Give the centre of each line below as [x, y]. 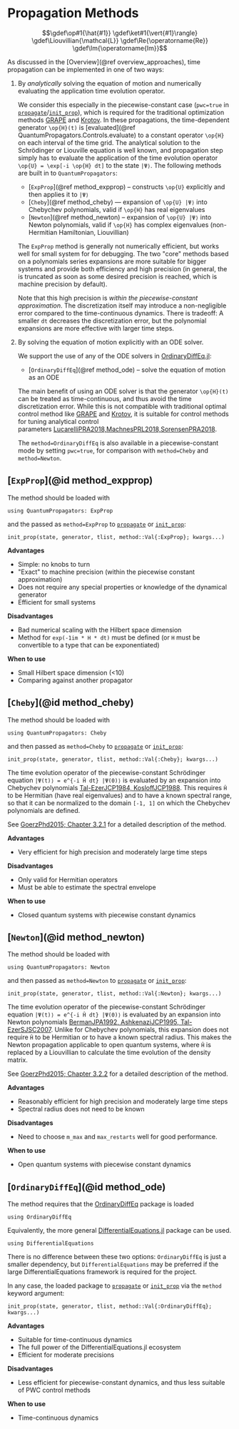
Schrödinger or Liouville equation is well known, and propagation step [120, 150]
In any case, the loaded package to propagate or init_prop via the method [115, 1286]
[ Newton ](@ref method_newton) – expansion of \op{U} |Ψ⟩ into [120, 217]
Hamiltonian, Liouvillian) [94, 232]
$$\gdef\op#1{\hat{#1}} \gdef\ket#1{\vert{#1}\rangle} [120, 33]
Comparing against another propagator [75, 680]
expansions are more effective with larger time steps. [96, 328]
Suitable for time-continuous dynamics [75, 1340]
